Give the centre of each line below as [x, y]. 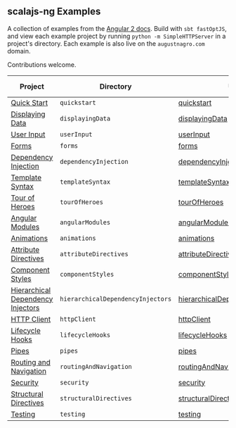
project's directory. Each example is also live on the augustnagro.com [106, 43]
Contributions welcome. [42, 64]
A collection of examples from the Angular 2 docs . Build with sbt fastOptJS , [117, 28]
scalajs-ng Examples [54, 12]
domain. [19, 51]
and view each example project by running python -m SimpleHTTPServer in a [117, 36]
